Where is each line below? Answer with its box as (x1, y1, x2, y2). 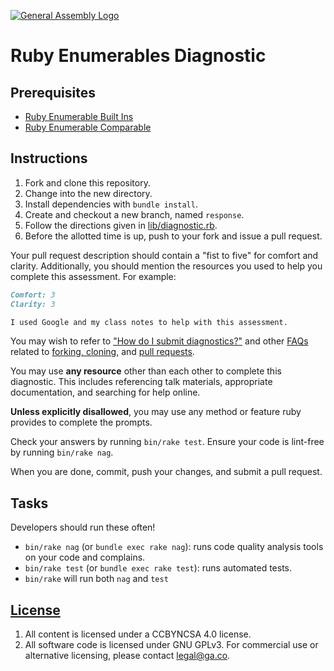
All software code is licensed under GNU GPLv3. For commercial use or (24, 639, 319, 651)
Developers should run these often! (10, 521, 156, 534)
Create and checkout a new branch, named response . (24, 208, 245, 220)
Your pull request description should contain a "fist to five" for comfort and (10, 249, 319, 261)
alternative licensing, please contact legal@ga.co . (24, 650, 231, 662)
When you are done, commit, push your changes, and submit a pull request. (10, 466, 323, 478)
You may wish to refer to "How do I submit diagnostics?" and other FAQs (10, 335, 309, 347)
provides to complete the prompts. (10, 416, 153, 429)
